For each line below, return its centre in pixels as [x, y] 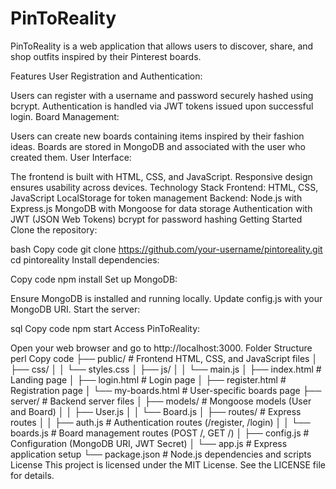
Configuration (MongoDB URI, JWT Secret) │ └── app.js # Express [149, 443]
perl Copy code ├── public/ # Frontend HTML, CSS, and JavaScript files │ [164, 358]
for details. [32, 475]
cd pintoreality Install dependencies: [85, 259]
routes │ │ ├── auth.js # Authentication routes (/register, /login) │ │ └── [160, 422]
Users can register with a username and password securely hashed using [162, 95]
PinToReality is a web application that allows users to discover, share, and [162, 46]
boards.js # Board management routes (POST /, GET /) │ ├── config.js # [160, 433]
